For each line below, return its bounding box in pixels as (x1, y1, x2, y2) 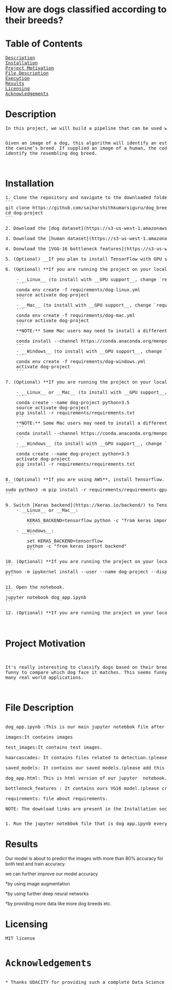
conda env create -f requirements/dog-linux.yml (16, 287, 141, 293)
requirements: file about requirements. (5, 796, 109, 801)
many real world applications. (5, 674, 84, 680)
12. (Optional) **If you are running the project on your (5, 610, 154, 616)
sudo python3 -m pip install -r (5, 487, 87, 493)
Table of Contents (5, 38, 83, 50)
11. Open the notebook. (5, 584, 65, 590)
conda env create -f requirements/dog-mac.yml (16, 313, 135, 318)
